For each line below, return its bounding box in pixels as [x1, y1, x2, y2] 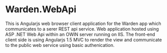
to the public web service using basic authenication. [5, 42, 115, 48]
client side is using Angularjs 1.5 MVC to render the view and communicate [5, 37, 162, 43]
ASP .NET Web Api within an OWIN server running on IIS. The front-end [5, 31, 155, 37]
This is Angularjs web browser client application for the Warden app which [5, 20, 161, 26]
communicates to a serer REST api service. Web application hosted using [5, 25, 159, 32]
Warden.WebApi [5, 4, 76, 15]
